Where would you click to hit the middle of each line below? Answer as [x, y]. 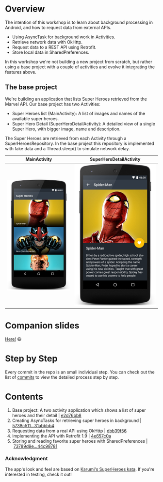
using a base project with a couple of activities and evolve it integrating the [80, 67]
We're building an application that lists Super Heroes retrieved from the [76, 99]
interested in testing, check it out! [38, 474]
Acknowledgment [26, 459]
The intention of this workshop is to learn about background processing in [79, 22]
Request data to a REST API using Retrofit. [54, 47]
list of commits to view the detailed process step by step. [62, 377]
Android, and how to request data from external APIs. [58, 27]
